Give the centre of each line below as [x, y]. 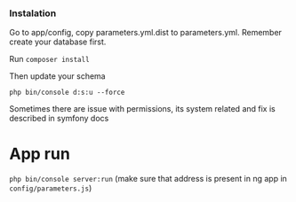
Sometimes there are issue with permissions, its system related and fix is [142, 109]
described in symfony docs [59, 119]
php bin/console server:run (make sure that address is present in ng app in [148, 179]
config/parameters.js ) [51, 188]
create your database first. [58, 42]
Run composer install [50, 59]
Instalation [33, 13]
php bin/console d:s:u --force [67, 93]
